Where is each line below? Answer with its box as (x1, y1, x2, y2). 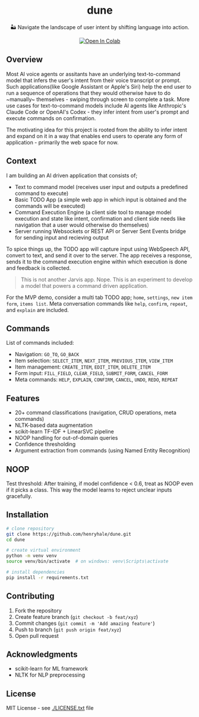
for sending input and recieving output (14, 234, 109, 241)
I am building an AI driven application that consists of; (6, 172, 138, 179)
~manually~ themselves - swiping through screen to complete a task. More (6, 96, 190, 103)
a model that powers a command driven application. (20, 282, 149, 289)
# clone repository (6, 526, 55, 532)
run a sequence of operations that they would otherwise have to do (6, 89, 171, 96)
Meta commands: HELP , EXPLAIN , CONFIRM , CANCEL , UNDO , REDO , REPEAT (14, 376, 178, 383)
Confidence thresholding (14, 441, 76, 448)
